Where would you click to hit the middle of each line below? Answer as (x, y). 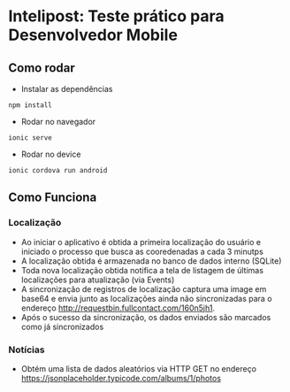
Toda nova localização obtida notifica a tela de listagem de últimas (142, 270)
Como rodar (42, 68)
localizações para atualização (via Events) (98, 280)
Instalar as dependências (67, 89)
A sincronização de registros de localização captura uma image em (144, 288)
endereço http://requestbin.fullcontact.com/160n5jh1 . (118, 308)
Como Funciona (53, 198)
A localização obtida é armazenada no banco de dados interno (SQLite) (151, 261)
